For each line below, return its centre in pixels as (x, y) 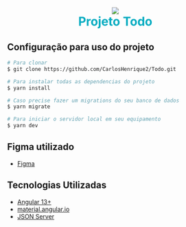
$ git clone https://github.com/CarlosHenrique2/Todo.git (92, 69)
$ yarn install (29, 88)
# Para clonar (27, 63)
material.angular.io (43, 209)
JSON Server (36, 216)
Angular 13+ (34, 202)
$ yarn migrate (29, 107)
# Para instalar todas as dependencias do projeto (81, 82)
